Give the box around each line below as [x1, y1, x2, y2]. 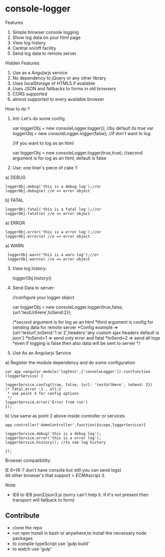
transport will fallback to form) [12, 497, 75, 503]
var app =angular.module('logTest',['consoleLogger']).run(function [5, 369, 151, 374]
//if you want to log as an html [12, 140, 74, 146]
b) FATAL [5, 197, 24, 203]
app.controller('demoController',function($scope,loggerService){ [5, 422, 146, 427]
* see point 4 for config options [7, 391, 79, 396]
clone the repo [12, 525, 43, 531]
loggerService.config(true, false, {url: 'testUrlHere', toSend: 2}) [5, 382, 153, 387]
